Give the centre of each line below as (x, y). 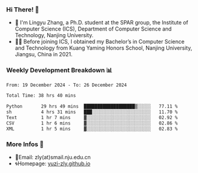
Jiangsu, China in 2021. (44, 54)
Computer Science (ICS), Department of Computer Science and (93, 29)
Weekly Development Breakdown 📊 (59, 70)
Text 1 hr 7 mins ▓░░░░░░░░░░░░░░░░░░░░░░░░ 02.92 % (92, 118)
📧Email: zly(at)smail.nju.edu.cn (53, 157)
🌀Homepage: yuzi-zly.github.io (53, 163)
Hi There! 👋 (23, 10)
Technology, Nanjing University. (54, 35)
